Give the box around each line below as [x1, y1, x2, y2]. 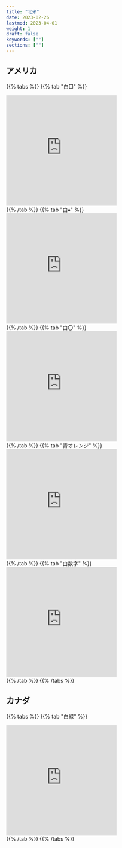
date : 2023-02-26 [6, 14, 50, 20]
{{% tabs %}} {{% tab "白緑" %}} [6, 713, 88, 720]
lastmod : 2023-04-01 [6, 20, 58, 26]
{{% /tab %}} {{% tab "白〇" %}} [6, 324, 87, 331]
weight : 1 [6, 25, 31, 32]
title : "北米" [6, 8, 40, 15]
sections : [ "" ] [6, 43, 44, 49]
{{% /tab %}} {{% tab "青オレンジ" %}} [6, 441, 103, 449]
